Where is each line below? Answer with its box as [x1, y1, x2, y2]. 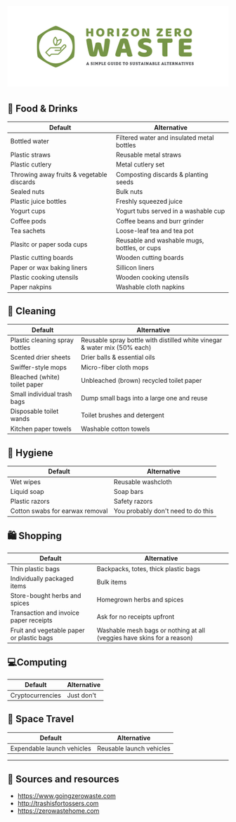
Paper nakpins [10, 283, 53, 292]
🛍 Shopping [7, 530, 62, 542]
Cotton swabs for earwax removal [10, 507, 108, 515]
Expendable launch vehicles [10, 744, 91, 752]
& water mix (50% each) [80, 344, 152, 352]
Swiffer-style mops [10, 363, 67, 371]
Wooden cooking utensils [115, 273, 190, 281]
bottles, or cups [115, 244, 162, 252]
